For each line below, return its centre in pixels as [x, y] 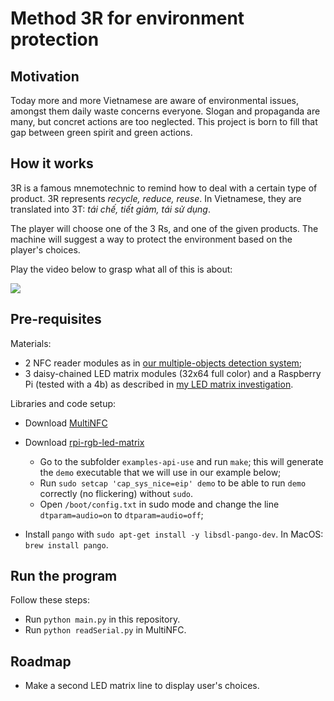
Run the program [64, 576]
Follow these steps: [50, 600]
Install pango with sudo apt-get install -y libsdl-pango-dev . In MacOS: [174, 534]
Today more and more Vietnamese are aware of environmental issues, [155, 100]
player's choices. [45, 249]
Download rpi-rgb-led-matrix [84, 442]
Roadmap [41, 661]
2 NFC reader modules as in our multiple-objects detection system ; [163, 363]
